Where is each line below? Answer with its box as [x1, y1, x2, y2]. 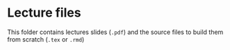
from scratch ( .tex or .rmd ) [7, 35, 85, 43]
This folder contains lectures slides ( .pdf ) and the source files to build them [7, 28, 224, 36]
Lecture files [7, 5, 81, 21]
